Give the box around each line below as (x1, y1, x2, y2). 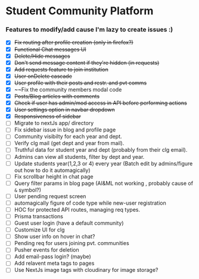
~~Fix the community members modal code (14, 86, 122, 93)
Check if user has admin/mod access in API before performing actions (14, 99, 187, 106)
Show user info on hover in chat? (14, 233, 95, 240)
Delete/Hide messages (14, 52, 70, 59)
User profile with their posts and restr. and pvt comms (14, 79, 147, 86)
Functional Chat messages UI (14, 46, 87, 53)
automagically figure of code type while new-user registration (14, 199, 166, 206)
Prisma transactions (14, 212, 64, 220)
